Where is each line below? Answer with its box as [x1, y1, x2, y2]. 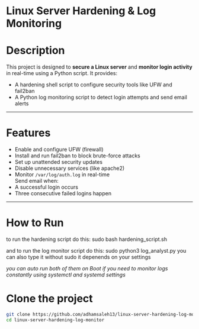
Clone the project [6, 292, 93, 305]
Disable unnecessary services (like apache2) [14, 164, 125, 172]
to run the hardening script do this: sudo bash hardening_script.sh [6, 236, 168, 243]
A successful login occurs [14, 183, 79, 191]
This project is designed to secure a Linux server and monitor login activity [6, 63, 192, 70]
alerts [14, 100, 29, 107]
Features [6, 126, 51, 140]
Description [6, 44, 65, 57]
